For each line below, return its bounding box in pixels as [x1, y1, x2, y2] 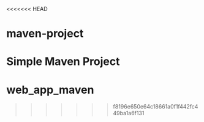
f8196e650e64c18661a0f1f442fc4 [113, 103, 198, 110]
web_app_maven [6, 83, 94, 97]
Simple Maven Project [6, 55, 120, 69]
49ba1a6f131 [113, 110, 145, 117]
